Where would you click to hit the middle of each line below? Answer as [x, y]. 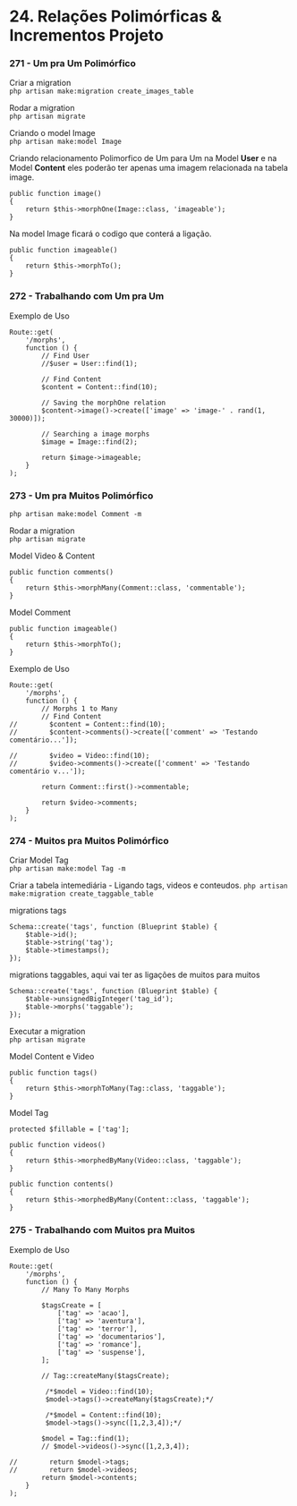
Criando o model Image [52, 133]
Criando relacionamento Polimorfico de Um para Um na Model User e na [143, 158]
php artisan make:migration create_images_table [102, 91]
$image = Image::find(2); [90, 442]
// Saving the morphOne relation [104, 403]
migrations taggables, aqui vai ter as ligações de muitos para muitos [135, 975]
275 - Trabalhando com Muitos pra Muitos [102, 1230]
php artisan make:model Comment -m [76, 515]
